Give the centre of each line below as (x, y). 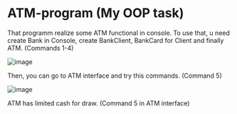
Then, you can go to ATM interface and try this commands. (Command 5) (115, 76)
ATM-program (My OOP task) (96, 13)
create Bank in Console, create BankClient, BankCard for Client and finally (116, 40)
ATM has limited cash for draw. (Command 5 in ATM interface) (99, 103)
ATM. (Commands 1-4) (41, 48)
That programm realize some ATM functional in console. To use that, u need (118, 33)
